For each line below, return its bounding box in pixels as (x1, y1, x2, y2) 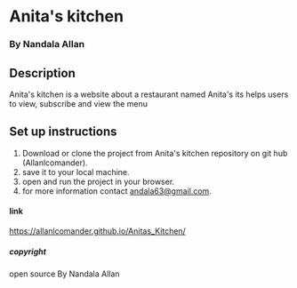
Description (9, 65, 76, 81)
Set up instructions (9, 124, 117, 140)
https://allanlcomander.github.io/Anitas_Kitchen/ (9, 225, 187, 236)
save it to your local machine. (21, 166, 131, 177)
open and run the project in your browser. (21, 176, 175, 187)
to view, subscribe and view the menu (9, 98, 148, 108)
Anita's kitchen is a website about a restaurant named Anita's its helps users (9, 89, 289, 100)
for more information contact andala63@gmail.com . (21, 185, 212, 196)
